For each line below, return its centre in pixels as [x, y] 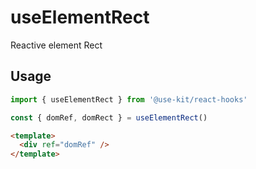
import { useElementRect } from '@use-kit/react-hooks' [129, 99]
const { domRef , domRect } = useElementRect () [109, 117]
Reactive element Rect [56, 45]
